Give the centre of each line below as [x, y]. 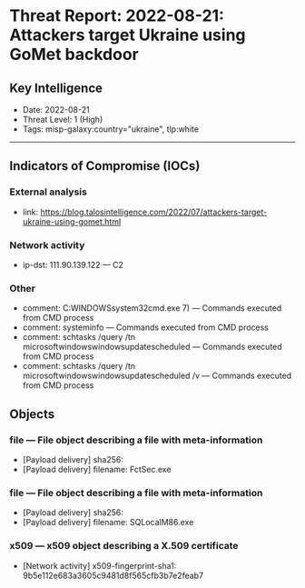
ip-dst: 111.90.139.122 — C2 [73, 264]
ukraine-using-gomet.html [72, 221]
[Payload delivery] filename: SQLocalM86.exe [108, 523]
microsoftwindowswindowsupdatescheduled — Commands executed [152, 347]
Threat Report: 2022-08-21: [117, 16]
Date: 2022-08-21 [56, 110]
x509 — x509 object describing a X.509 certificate [124, 546]
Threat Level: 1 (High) [63, 120]
